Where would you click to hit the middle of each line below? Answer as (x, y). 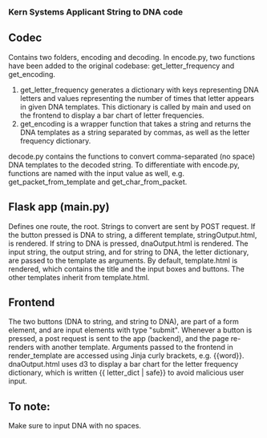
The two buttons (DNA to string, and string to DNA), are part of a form (123, 322)
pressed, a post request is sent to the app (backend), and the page (119, 339)
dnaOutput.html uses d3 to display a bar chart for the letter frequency (123, 364)
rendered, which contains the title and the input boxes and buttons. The (126, 269)
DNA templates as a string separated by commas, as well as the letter (135, 132)
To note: (29, 406)
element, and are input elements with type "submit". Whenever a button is (130, 330)
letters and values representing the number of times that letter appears (137, 98)
